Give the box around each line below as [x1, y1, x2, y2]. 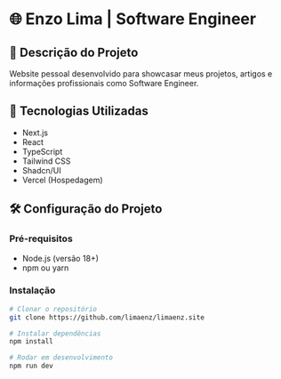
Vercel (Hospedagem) [21, 174, 104, 185]
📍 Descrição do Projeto [9, 44, 139, 60]
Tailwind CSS [21, 156, 71, 166]
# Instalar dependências [9, 329, 101, 338]
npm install [9, 337, 53, 346]
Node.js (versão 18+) [21, 253, 100, 263]
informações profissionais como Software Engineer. [9, 78, 199, 88]
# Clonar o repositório [9, 304, 98, 313]
